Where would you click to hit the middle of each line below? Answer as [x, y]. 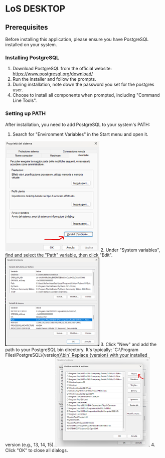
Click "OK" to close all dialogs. [37, 450]
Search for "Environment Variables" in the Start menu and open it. [80, 134]
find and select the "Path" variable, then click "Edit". [59, 255]
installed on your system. [31, 45]
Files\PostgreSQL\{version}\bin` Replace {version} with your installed [76, 355]
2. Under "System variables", [130, 250]
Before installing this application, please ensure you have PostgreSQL [77, 39]
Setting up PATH [26, 113]
